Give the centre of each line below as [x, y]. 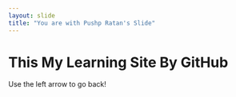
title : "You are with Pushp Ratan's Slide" [82, 23]
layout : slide [32, 16]
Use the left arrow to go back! [57, 84]
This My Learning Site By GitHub [118, 62]
